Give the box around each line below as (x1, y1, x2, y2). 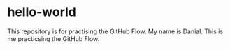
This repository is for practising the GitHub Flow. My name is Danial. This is (7, 27, 224, 35)
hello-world (7, 4, 77, 20)
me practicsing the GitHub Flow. (7, 34, 100, 42)
